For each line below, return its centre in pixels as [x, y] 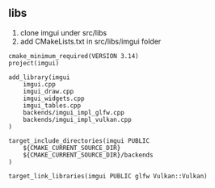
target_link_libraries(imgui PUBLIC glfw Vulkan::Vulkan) [108, 176]
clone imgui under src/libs [63, 32]
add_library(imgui [39, 77]
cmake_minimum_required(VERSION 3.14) [74, 56]
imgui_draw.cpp [48, 91]
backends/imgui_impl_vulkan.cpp [77, 119]
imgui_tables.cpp [52, 105]
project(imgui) [34, 63]
